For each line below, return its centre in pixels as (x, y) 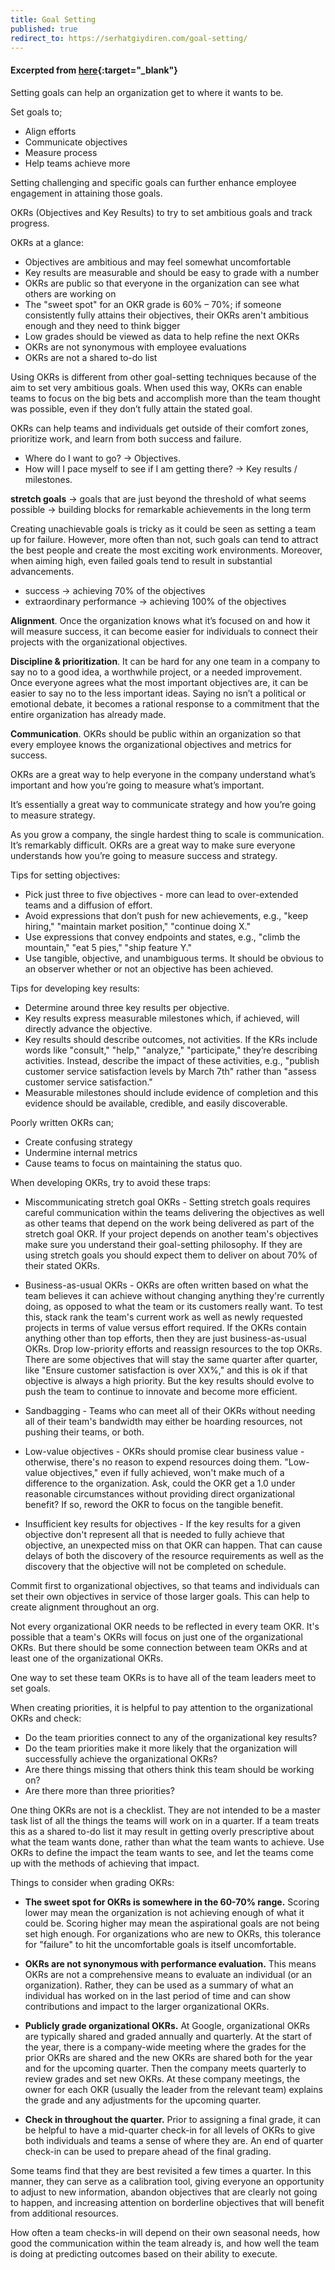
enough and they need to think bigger (102, 325)
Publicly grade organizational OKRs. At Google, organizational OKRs (167, 2025)
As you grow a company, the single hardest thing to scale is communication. (167, 834)
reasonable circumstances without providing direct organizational (159, 1493)
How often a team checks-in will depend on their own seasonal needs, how (165, 2232)
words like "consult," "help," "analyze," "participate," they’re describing (171, 1050)
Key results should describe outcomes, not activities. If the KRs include (171, 1039)
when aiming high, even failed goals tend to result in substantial (141, 560)
